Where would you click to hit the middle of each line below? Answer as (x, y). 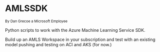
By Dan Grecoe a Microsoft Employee (36, 21)
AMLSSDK (26, 8)
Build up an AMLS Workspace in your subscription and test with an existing (80, 39)
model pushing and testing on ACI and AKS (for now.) (58, 44)
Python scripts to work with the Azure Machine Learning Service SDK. (75, 30)
